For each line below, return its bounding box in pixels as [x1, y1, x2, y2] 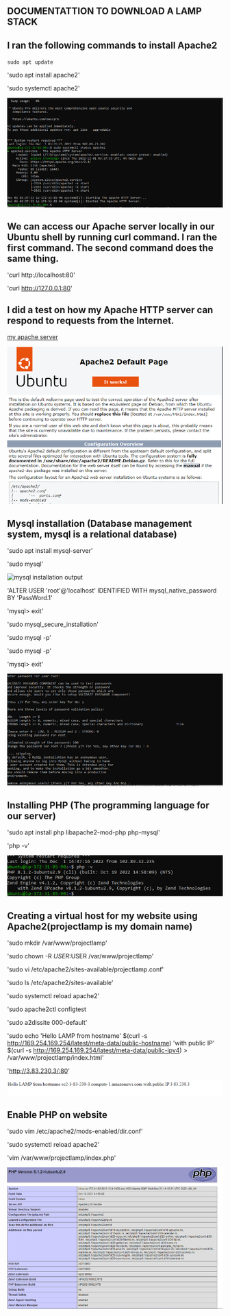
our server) [7, 810, 56, 821]
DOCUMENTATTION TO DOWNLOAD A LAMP [7, 5, 202, 17]
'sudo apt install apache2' [7, 71, 80, 79]
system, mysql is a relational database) [7, 528, 177, 540]
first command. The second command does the [7, 242, 214, 253]
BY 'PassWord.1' [7, 594, 53, 602]
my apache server [7, 333, 58, 341]
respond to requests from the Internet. [7, 314, 175, 326]
